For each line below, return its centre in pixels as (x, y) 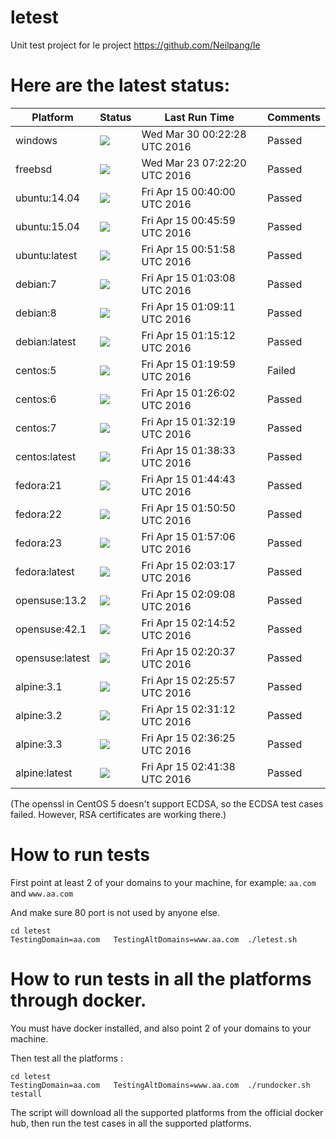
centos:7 (36, 428)
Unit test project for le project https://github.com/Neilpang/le (135, 45)
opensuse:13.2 (51, 600)
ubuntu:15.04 (47, 226)
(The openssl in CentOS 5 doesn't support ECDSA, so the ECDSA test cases (167, 803)
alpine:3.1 (39, 686)
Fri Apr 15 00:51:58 (188, 249)
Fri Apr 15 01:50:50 (188, 508)
